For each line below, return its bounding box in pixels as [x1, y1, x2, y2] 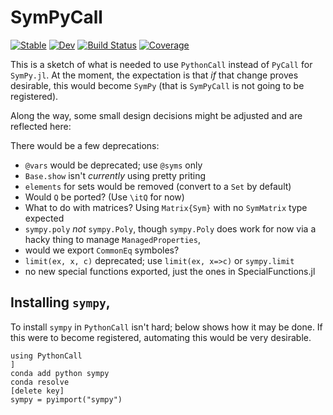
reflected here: [10, 120, 72, 132]
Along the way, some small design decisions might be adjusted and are [10, 109, 303, 121]
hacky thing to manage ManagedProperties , [24, 233, 201, 245]
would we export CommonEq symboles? [24, 244, 180, 256]
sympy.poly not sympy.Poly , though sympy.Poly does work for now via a [24, 222, 317, 235]
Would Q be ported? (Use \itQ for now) [24, 191, 185, 203]
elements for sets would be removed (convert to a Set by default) [24, 180, 292, 192]
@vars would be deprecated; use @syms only [24, 159, 203, 171]
